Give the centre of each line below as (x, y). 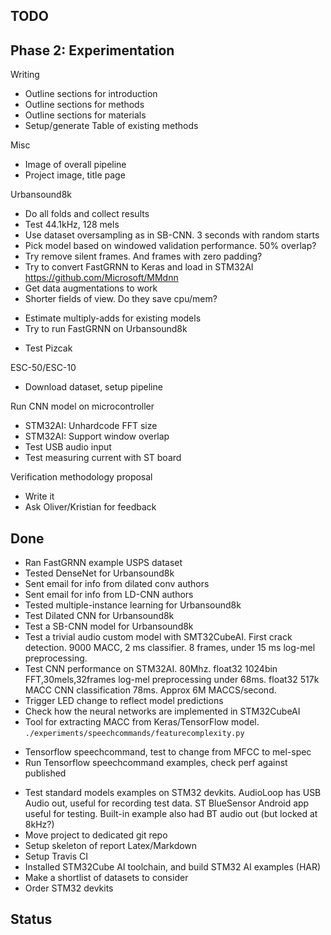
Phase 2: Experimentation (92, 50)
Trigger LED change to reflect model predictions (124, 701)
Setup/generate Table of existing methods (111, 126)
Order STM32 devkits (69, 888)
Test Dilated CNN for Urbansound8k (99, 616)
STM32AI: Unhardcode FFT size (91, 426)
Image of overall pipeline (75, 165)
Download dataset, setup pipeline (93, 387)
